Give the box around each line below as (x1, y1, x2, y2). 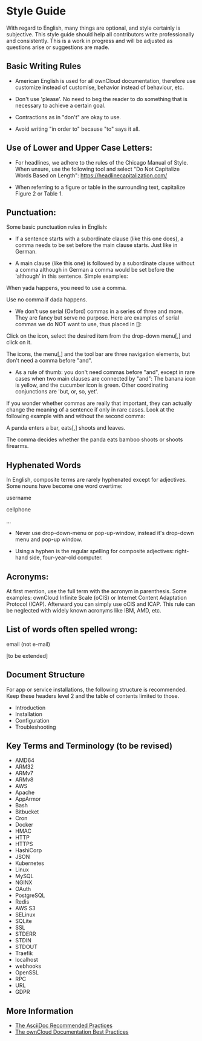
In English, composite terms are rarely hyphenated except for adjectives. (6, 476, 187, 484)
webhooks (15, 962, 41, 970)
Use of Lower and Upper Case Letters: (6, 143, 153, 153)
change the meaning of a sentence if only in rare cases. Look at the (6, 406, 174, 413)
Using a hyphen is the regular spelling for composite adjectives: (15, 548, 174, 555)
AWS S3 (15, 905, 36, 912)
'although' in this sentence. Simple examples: (15, 272, 128, 280)
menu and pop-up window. (15, 536, 83, 543)
